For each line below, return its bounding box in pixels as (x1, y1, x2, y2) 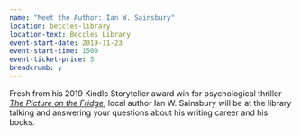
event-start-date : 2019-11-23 (9, 38, 123, 48)
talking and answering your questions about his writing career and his (9, 107, 268, 118)
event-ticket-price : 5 (9, 55, 95, 64)
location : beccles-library (9, 22, 111, 31)
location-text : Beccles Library (9, 30, 131, 39)
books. (9, 116, 35, 127)
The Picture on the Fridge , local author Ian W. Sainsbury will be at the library (9, 97, 292, 108)
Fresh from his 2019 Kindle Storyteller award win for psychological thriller (9, 87, 282, 99)
